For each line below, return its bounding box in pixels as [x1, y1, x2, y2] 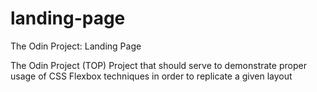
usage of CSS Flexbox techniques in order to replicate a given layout [10, 70, 293, 82]
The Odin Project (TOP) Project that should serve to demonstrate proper [10, 59, 307, 71]
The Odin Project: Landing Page [10, 40, 142, 52]
